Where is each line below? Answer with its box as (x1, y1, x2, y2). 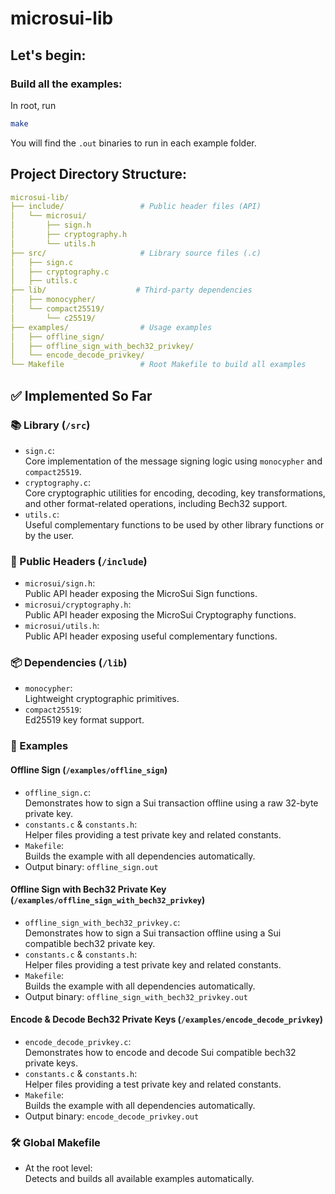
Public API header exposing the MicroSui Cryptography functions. (24, 609, 297, 621)
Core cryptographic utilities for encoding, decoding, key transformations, (24, 487, 326, 499)
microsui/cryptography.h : (24, 598, 132, 611)
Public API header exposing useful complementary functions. (24, 630, 278, 642)
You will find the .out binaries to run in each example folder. (10, 137, 257, 149)
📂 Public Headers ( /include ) (10, 554, 148, 568)
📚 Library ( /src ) (10, 418, 91, 432)
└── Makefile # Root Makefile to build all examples (10, 360, 307, 370)
